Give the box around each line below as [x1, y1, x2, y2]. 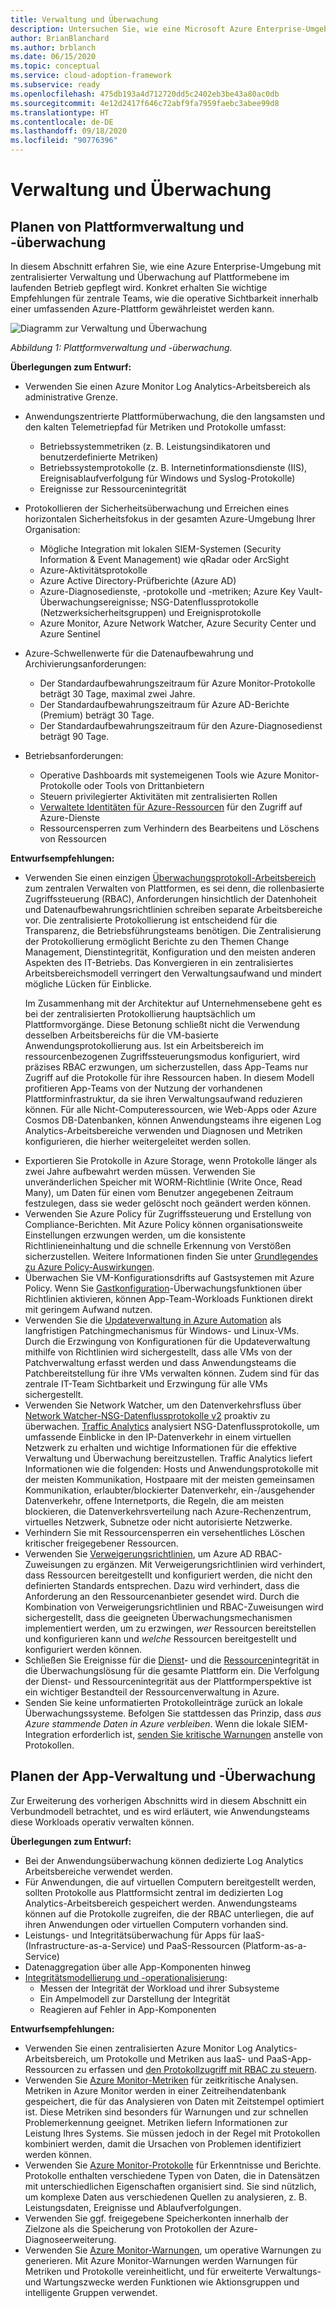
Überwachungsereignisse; [39, 596, 149, 608]
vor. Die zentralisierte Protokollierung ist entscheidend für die [24, 914, 278, 926]
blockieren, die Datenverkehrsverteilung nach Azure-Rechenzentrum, [24, 1506, 312, 1517]
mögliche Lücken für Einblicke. [24, 978, 152, 990]
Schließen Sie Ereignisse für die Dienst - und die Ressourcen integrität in [24, 1654, 320, 1666]
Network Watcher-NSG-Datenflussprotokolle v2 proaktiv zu [24, 1410, 271, 1421]
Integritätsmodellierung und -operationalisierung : [24, 1971, 228, 1983]
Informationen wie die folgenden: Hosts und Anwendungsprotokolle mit [24, 1463, 319, 1475]
